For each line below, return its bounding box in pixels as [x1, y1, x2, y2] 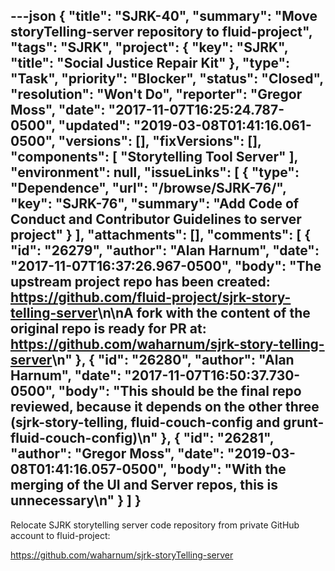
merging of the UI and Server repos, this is [10, 477, 279, 494]
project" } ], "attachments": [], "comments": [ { [10, 227, 312, 244]
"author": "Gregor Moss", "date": [10, 445, 225, 463]
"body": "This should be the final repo [58, 383, 302, 400]
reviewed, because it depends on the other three [10, 399, 320, 416]
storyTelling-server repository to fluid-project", [10, 24, 313, 41]
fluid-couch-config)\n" [10, 430, 158, 447]
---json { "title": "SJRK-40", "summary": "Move [10, 8, 318, 25]
